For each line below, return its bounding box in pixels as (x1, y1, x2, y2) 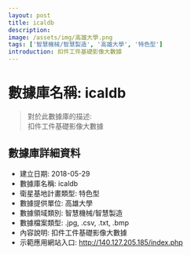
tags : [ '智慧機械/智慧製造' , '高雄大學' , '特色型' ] (8, 41, 163, 49)
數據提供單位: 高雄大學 (19, 198, 93, 208)
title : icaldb (8, 19, 55, 27)
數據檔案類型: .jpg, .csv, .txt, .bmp (19, 217, 130, 228)
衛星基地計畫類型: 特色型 (19, 188, 100, 198)
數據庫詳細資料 (8, 147, 81, 160)
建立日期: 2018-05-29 (19, 169, 90, 178)
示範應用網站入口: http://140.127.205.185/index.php (19, 237, 183, 247)
